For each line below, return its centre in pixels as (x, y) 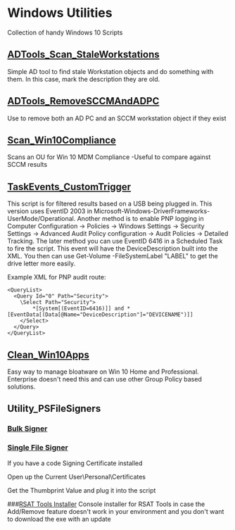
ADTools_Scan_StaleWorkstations (83, 55)
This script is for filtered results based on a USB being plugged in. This (110, 204)
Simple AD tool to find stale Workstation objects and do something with (110, 71)
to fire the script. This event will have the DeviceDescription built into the (113, 248)
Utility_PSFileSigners (54, 409)
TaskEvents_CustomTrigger (69, 187)
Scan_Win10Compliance (62, 140)
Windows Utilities (60, 13)
